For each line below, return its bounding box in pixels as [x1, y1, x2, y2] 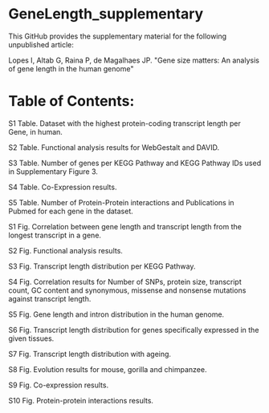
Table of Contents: [8, 92, 135, 111]
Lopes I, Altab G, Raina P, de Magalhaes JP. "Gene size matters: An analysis [8, 55, 259, 65]
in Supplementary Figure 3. [8, 166, 99, 176]
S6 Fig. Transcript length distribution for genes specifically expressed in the [8, 325, 259, 334]
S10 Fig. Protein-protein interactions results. [8, 395, 154, 405]
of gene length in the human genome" [8, 63, 134, 73]
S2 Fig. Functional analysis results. [8, 245, 123, 255]
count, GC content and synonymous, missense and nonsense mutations [8, 285, 247, 295]
